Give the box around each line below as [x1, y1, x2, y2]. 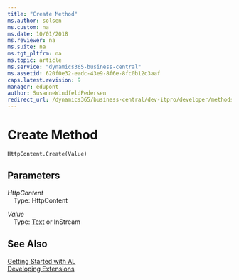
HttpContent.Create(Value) [7, 150, 87, 157]
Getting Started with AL [7, 257, 76, 265]
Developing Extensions [7, 264, 75, 273]
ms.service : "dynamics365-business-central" [7, 63, 142, 70]
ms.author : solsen [7, 17, 62, 24]
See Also [7, 238, 48, 250]
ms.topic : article [7, 57, 62, 64]
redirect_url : [7, 97, 50, 104]
